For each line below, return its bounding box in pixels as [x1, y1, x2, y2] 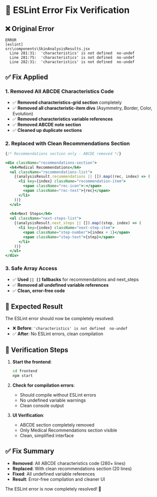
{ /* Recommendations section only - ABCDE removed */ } [5, 151, 122, 156]
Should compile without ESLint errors [19, 392, 96, 398]
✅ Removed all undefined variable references [12, 282, 109, 288]
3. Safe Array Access [5, 265, 57, 272]
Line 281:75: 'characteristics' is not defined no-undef [9, 55, 135, 60]
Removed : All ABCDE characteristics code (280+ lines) [12, 460, 126, 466]
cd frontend [12, 369, 37, 374]
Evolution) [12, 110, 33, 116]
